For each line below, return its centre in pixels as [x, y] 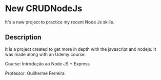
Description [23, 37]
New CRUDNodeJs [44, 9]
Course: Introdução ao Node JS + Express [48, 63]
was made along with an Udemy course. [46, 54]
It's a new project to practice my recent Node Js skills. [60, 22]
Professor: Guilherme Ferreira [35, 73]
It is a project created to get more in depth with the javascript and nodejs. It [80, 49]
